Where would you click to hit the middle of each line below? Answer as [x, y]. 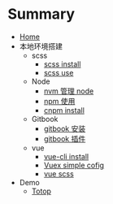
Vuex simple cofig [74, 165]
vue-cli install [66, 156]
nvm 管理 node [69, 91]
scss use [59, 72]
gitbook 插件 [65, 138]
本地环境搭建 [41, 46]
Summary [41, 14]
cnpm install [64, 110]
